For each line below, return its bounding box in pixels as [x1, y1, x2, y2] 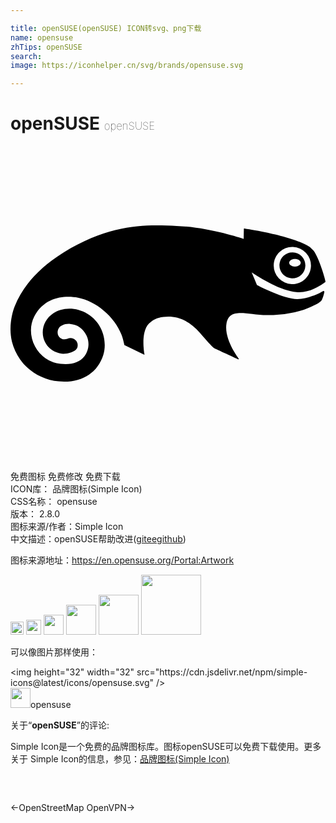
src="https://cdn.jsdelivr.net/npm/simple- [136, 666, 308, 678]
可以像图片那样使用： [10, 646, 98, 658]
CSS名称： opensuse [10, 496, 98, 508]
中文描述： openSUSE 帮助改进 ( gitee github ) [10, 533, 187, 545]
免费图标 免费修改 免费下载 [10, 471, 121, 483]
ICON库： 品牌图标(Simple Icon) [10, 483, 143, 495]
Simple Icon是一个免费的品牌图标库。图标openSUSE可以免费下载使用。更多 [10, 741, 322, 753]
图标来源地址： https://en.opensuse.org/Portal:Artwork [10, 554, 235, 566]
